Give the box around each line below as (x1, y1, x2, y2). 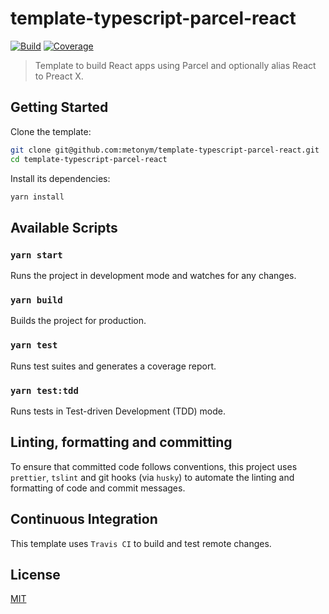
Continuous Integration (10, 511, 158, 528)
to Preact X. (34, 70, 84, 82)
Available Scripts (10, 219, 118, 236)
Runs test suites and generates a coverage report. (10, 360, 217, 372)
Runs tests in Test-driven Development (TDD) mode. (10, 405, 226, 417)
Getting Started (10, 99, 109, 116)
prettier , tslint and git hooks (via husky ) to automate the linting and (10, 471, 295, 483)
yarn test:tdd (10, 385, 79, 396)
